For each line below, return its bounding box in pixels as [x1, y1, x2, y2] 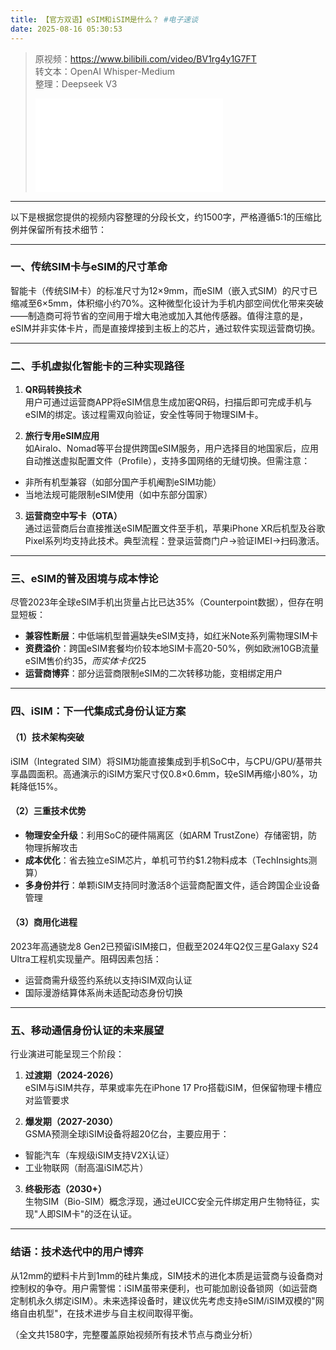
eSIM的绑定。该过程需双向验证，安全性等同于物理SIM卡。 [24, 409, 264, 421]
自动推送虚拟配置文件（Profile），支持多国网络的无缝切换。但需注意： [24, 455, 311, 467]
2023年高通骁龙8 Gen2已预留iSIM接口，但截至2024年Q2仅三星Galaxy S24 [10, 940, 319, 952]
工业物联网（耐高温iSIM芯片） [24, 1162, 149, 1174]
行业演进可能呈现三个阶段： [10, 1048, 125, 1060]
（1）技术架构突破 [10, 731, 85, 743]
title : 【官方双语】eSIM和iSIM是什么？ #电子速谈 [10, 14, 199, 25]
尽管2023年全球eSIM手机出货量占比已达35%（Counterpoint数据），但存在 [10, 596, 315, 608]
